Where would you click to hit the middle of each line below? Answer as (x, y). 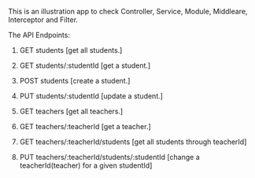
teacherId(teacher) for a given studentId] (86, 165)
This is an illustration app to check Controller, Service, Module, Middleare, (128, 11)
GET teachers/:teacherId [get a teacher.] (85, 126)
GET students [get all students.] (71, 50)
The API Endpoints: (39, 35)
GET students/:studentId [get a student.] (85, 65)
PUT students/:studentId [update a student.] (91, 96)
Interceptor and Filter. (43, 20)
